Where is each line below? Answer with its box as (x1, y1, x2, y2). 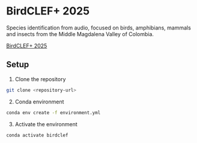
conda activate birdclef (6, 132, 68, 138)
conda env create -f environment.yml (6, 109, 101, 115)
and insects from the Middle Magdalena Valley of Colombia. (6, 30, 154, 37)
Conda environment (14, 98, 64, 105)
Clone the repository (14, 75, 66, 82)
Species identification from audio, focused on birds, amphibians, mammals (6, 24, 191, 31)
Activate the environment (14, 120, 78, 127)
